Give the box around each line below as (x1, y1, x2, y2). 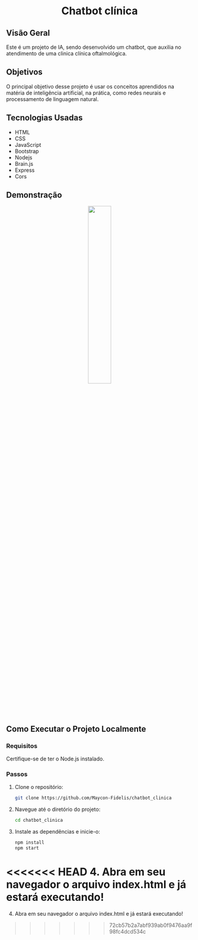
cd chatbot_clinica (14, 818, 63, 823)
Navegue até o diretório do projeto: (14, 806, 101, 813)
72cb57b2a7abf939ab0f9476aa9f (109, 922, 193, 929)
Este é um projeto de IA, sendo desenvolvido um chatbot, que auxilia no (6, 43, 182, 51)
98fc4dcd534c (109, 928, 146, 935)
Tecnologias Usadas (6, 113, 83, 123)
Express (14, 166, 35, 174)
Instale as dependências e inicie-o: (14, 828, 101, 835)
